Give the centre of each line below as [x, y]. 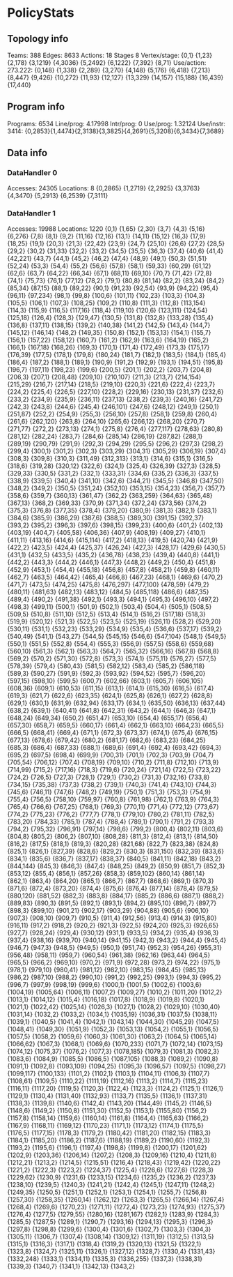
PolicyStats [41, 13]
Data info [27, 153]
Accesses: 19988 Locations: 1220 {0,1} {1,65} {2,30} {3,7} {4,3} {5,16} [106, 229]
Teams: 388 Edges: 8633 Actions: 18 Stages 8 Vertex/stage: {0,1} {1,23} [110, 55]
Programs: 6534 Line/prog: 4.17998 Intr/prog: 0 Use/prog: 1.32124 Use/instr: [116, 123]
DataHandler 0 [32, 173]
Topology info [38, 39]
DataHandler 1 [31, 213]
